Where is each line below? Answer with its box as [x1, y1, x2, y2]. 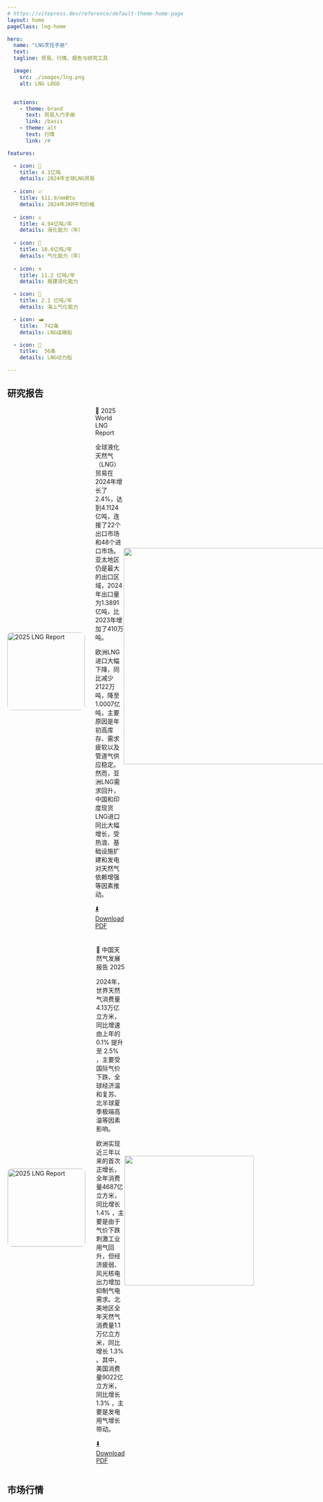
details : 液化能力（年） [19, 226, 84, 234]
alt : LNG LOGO [19, 80, 60, 87]
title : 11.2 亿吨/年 [19, 271, 76, 279]
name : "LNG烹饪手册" [13, 42, 68, 49]
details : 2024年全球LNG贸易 [19, 175, 95, 182]
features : [7, 150, 36, 156]
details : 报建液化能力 [19, 278, 79, 285]
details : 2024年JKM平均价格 [19, 201, 95, 208]
